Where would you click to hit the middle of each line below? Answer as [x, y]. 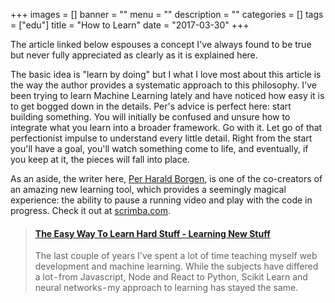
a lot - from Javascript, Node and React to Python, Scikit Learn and [171, 277]
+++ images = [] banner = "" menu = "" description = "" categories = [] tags [167, 14]
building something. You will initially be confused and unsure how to [150, 117]
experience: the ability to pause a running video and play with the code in [161, 200]
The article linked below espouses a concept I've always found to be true [161, 44]
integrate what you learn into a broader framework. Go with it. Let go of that [166, 127]
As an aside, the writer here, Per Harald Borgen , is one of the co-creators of [166, 178]
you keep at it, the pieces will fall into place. [100, 159]
